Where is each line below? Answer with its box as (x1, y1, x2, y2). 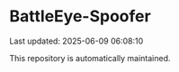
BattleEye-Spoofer (9, 6, 151, 27)
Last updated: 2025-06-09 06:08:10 (9, 36, 144, 46)
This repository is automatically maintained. (9, 52, 171, 63)
